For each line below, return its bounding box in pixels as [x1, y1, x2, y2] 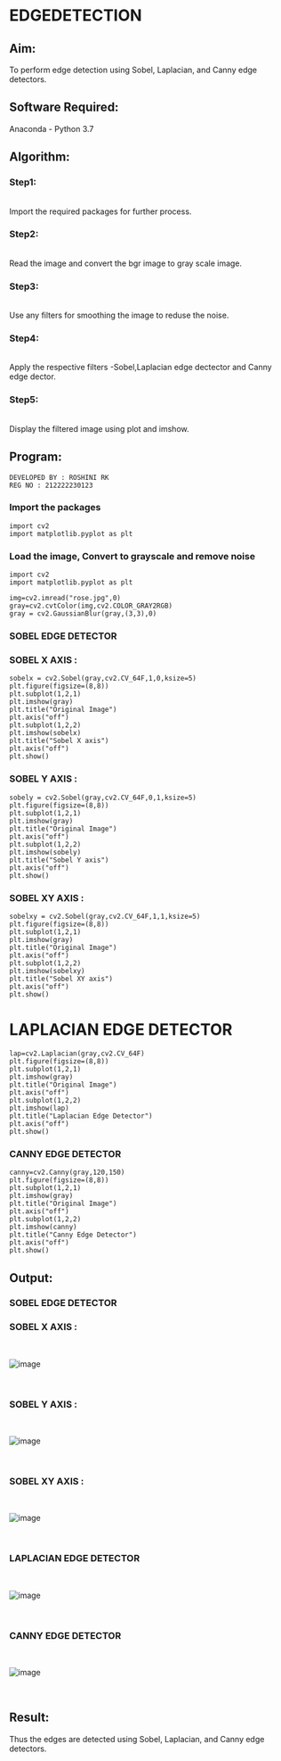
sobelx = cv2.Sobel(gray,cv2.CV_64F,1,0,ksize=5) [9, 674, 197, 683]
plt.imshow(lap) [9, 1104, 69, 1112]
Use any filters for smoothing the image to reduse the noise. [9, 310, 229, 321]
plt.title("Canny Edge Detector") [9, 1230, 138, 1240]
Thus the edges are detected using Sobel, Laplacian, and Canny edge [9, 1733, 265, 1744]
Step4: [9, 332, 40, 344]
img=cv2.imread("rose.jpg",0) [9, 594, 122, 603]
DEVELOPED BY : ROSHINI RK [9, 473, 109, 482]
